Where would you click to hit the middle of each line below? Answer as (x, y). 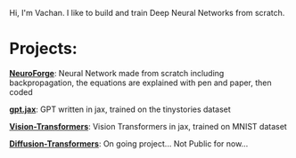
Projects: (43, 49)
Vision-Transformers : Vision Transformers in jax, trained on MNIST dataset (148, 126)
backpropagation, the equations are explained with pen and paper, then (140, 83)
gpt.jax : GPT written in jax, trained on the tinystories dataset (120, 109)
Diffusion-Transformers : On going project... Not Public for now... (129, 143)
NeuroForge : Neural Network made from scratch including (117, 73)
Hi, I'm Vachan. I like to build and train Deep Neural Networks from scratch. (147, 13)
